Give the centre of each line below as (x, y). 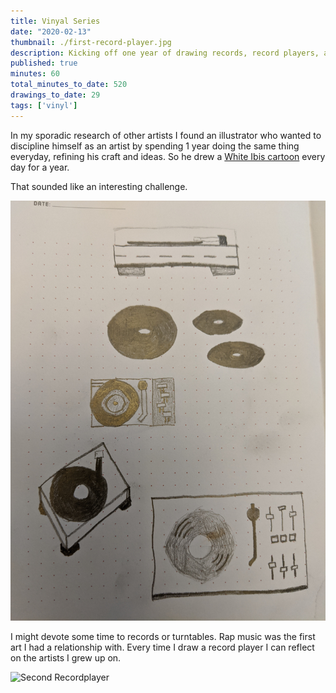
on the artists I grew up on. (66, 657)
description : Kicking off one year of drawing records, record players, (165, 53)
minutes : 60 (35, 74)
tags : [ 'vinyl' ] (44, 105)
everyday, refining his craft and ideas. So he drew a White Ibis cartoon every (168, 156)
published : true (44, 63)
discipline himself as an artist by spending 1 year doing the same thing (155, 146)
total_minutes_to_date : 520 (69, 85)
